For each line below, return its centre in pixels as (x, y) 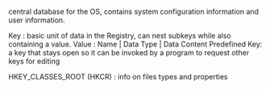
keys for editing (34, 61)
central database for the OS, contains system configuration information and (134, 12)
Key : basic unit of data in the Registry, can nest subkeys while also (120, 36)
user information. (37, 20)
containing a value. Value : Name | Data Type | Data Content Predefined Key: (135, 44)
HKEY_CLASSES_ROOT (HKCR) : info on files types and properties (118, 77)
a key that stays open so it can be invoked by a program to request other (129, 53)
